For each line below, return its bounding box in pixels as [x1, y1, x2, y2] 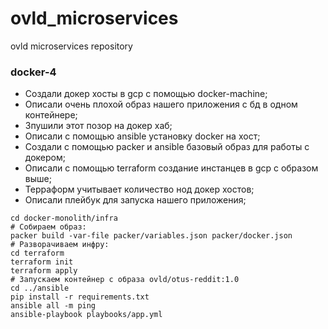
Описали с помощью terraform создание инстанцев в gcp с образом [24, 162, 319, 174]
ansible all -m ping [10, 301, 97, 311]
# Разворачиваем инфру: [10, 240, 110, 250]
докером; [24, 152, 66, 164]
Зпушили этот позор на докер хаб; [24, 120, 173, 132]
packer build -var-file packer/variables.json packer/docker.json [10, 231, 293, 241]
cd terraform [10, 248, 65, 259]
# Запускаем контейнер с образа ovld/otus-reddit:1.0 [10, 275, 240, 285]
